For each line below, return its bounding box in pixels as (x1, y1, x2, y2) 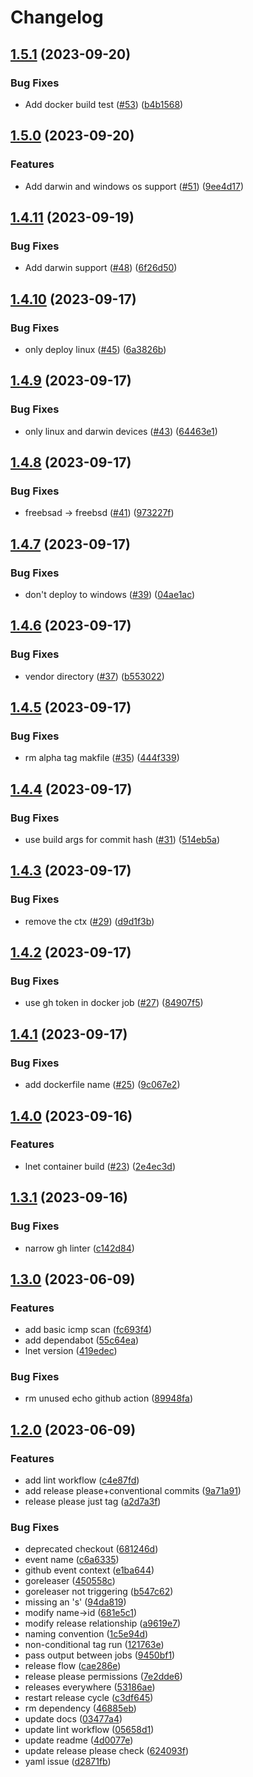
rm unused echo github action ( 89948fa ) (24, 1392, 193, 1405)
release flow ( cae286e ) (24, 1660, 122, 1672)
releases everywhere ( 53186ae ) (24, 1681, 156, 1693)
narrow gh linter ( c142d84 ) (24, 1242, 135, 1254)
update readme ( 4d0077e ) (24, 1734, 134, 1746)
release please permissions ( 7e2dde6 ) (24, 1671, 183, 1683)
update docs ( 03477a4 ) (24, 1713, 123, 1725)
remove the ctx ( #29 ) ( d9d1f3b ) (24, 915, 155, 927)
